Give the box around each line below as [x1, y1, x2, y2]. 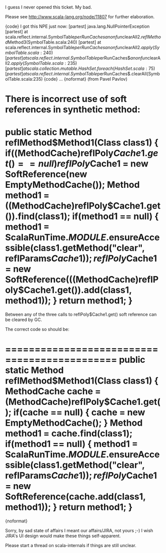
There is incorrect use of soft [5, 94, 127, 105]
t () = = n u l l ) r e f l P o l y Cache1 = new [5, 158, 149, 169]
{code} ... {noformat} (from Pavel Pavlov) [44, 76, 128, 82]
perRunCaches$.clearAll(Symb [97, 71, 160, 76]
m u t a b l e [60, 65, 78, 71]
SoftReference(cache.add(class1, [5, 491, 146, 502]
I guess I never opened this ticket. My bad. [5, 4, 92, 10]
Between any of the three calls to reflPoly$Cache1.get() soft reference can [5, 312, 157, 318]
